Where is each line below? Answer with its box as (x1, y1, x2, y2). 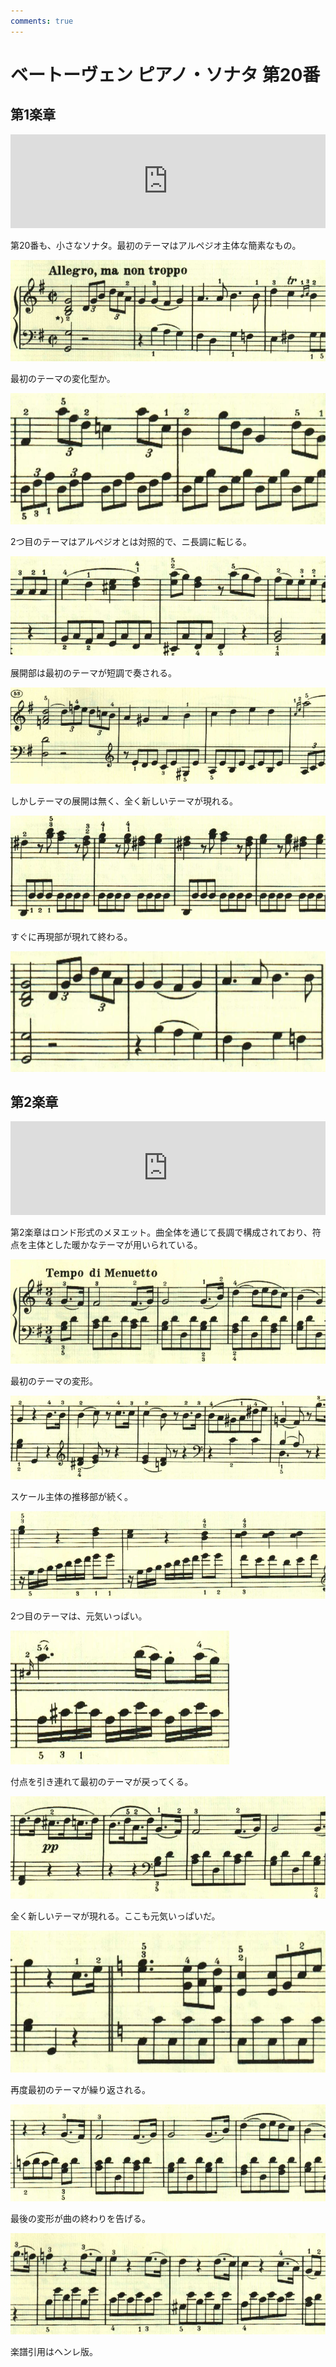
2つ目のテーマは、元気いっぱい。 (10, 1610, 148, 1622)
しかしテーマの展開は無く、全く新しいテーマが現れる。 (10, 795, 238, 807)
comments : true (10, 16, 74, 26)
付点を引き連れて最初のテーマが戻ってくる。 (10, 1776, 194, 1788)
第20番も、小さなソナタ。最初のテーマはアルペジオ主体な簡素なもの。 (10, 239, 302, 251)
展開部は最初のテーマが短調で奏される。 (10, 666, 177, 679)
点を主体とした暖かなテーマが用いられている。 (10, 1239, 203, 1251)
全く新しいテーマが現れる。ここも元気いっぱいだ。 (10, 1910, 221, 1922)
